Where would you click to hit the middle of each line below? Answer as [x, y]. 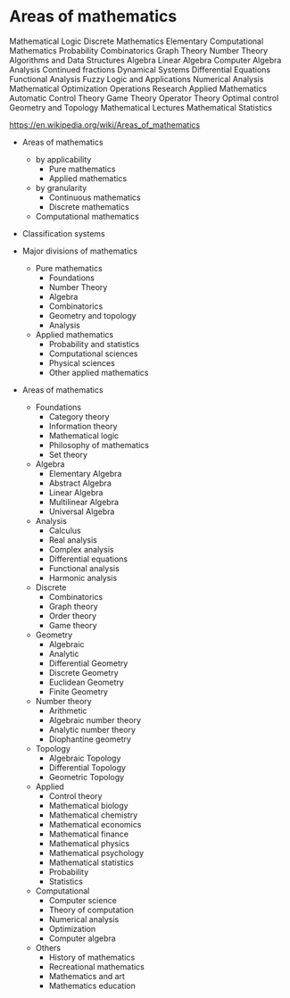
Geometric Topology [87, 777]
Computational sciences [93, 353]
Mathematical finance [89, 834]
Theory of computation [91, 910]
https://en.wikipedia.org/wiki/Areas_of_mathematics [105, 125]
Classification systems [63, 233]
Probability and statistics [94, 344]
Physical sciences [82, 362]
